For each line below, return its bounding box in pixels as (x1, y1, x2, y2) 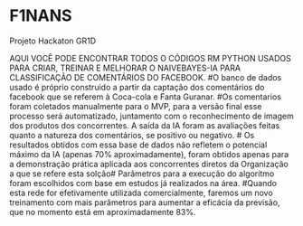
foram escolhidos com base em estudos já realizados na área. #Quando (9, 177, 278, 188)
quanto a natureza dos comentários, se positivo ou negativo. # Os (9, 129, 255, 140)
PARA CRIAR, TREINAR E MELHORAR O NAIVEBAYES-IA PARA (9, 62, 241, 73)
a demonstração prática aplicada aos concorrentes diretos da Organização (9, 158, 289, 169)
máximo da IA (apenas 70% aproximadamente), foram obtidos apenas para (9, 148, 289, 159)
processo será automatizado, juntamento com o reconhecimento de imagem (9, 110, 294, 121)
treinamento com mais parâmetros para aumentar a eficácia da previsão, (9, 196, 280, 208)
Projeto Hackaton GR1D (9, 35, 97, 46)
